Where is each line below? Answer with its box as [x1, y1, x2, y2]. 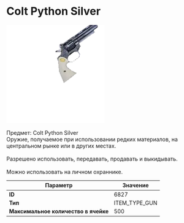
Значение [122, 182, 149, 189]
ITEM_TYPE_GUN [113, 199, 158, 206]
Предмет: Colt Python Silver [6, 129, 79, 136]
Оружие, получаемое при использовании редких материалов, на [6, 135, 178, 143]
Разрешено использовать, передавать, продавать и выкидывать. [6, 155, 178, 162]
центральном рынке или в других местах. [6, 142, 117, 149]
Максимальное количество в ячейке [9, 208, 109, 215]
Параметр [45, 182, 73, 189]
